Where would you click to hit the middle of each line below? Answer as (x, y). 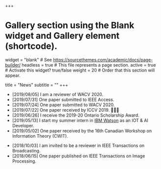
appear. (13, 75)
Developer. (23, 125)
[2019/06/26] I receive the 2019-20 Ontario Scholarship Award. (76, 115)
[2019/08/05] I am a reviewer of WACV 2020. (58, 94)
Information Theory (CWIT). (40, 136)
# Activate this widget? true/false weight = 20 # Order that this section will (80, 70)
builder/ (13, 65)
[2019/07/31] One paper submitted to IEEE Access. (63, 99)
